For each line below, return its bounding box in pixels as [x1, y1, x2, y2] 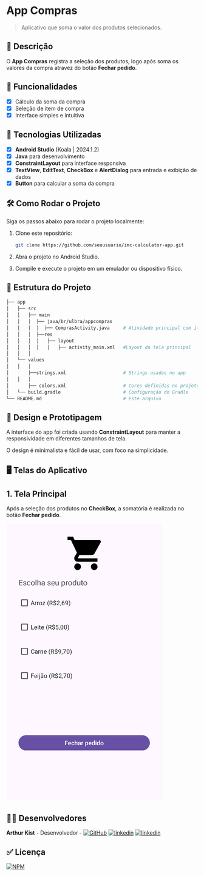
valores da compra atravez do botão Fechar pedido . [6, 64, 137, 71]
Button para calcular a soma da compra [15, 179, 115, 187]
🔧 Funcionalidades [6, 82, 78, 92]
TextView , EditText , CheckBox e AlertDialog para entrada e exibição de [15, 166, 197, 173]
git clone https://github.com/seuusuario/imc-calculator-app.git [15, 242, 184, 248]
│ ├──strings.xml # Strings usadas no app [6, 370, 186, 376]
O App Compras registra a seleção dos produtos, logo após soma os [6, 57, 179, 64]
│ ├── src [6, 305, 36, 312]
